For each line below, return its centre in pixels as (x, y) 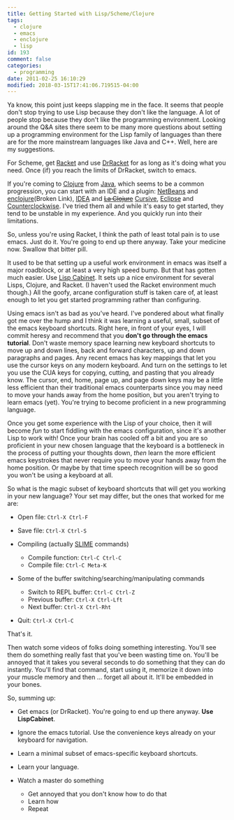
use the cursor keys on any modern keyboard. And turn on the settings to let (117, 365)
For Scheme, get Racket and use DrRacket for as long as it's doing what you (117, 163)
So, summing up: (31, 698)
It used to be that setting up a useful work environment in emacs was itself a (117, 263)
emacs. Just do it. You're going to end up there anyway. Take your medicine (117, 242)
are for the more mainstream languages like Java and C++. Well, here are (112, 142)
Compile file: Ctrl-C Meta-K (67, 565)
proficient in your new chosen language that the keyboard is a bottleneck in (116, 446)
